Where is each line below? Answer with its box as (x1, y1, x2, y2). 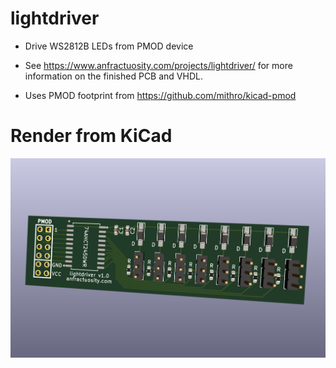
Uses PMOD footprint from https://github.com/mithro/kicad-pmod (24, 89, 297, 101)
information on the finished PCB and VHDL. (24, 70, 203, 82)
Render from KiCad (10, 125, 173, 147)
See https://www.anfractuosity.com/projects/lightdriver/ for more (24, 59, 293, 71)
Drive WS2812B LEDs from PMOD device (24, 40, 194, 52)
